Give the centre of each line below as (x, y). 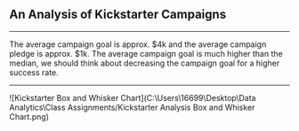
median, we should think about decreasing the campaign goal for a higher (145, 63)
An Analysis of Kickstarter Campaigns (118, 15)
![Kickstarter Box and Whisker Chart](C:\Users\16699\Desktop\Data (133, 97)
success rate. (34, 72)
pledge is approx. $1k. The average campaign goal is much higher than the (146, 53)
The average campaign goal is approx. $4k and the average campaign (138, 44)
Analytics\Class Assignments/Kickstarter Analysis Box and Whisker (132, 107)
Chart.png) (29, 116)
